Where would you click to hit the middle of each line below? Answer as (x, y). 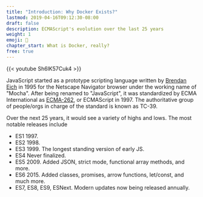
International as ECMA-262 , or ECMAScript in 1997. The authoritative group (100, 99)
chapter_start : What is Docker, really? (58, 46)
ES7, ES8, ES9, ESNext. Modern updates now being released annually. (102, 187)
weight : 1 (19, 35)
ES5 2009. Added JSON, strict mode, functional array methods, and (100, 162)
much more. (30, 181)
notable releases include (37, 124)
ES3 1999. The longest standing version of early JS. (80, 149)
